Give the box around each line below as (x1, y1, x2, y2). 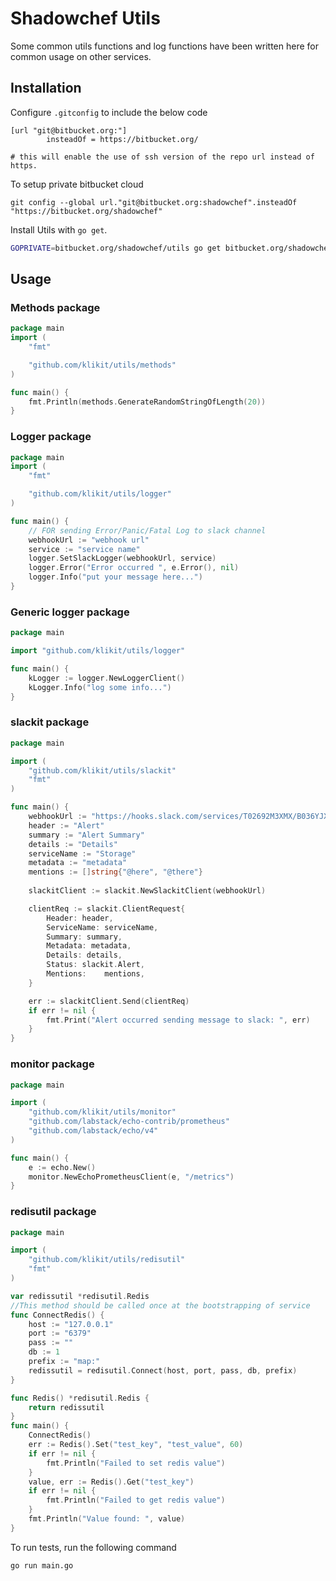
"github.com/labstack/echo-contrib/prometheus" (28, 1117, 230, 1127)
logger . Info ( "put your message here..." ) (28, 572, 203, 582)
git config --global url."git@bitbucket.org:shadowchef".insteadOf (10, 197, 298, 207)
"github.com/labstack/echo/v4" (28, 1126, 159, 1136)
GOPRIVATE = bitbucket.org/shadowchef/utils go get (10, 243, 222, 253)
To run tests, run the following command (10, 1541, 177, 1553)
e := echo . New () (28, 1162, 97, 1172)
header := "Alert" (28, 820, 105, 831)
